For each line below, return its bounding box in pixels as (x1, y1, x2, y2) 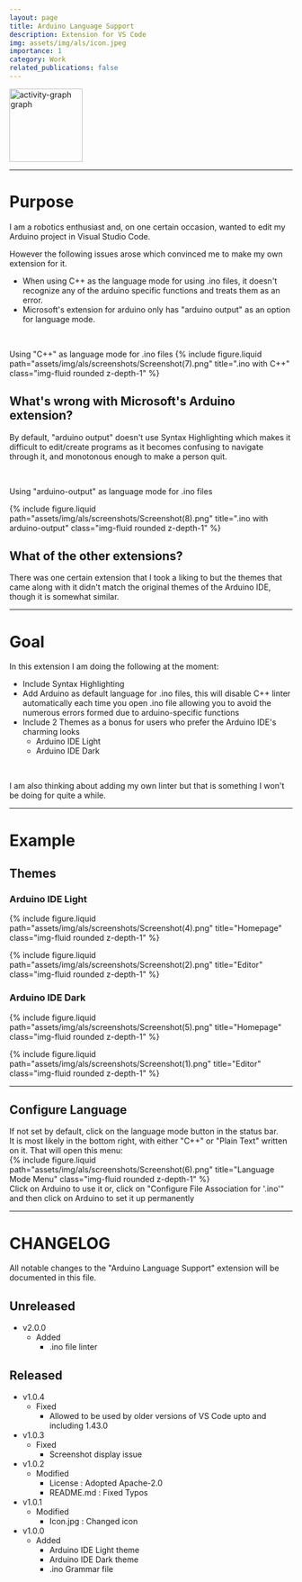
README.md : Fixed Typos (49, 1487, 148, 1497)
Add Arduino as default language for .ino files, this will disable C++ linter (22, 688, 291, 699)
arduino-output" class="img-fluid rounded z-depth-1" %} (9, 522, 222, 533)
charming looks (22, 727, 81, 737)
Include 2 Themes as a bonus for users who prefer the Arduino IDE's (22, 717, 277, 728)
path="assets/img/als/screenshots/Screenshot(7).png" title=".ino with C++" (9, 357, 290, 369)
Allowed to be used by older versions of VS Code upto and (49, 1410, 267, 1421)
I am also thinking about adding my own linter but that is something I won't (9, 781, 285, 791)
